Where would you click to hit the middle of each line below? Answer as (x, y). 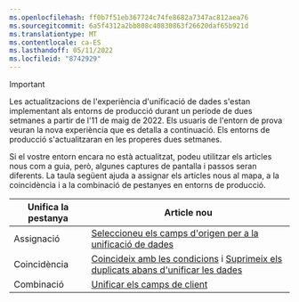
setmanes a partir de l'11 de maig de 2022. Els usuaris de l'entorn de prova (146, 120)
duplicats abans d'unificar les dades (167, 270)
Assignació (37, 239)
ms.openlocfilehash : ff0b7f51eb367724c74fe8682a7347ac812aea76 (129, 17)
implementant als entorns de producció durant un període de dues (131, 111)
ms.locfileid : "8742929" (55, 59)
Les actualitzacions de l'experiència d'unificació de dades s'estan (130, 102)
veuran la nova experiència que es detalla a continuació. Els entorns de (140, 130)
